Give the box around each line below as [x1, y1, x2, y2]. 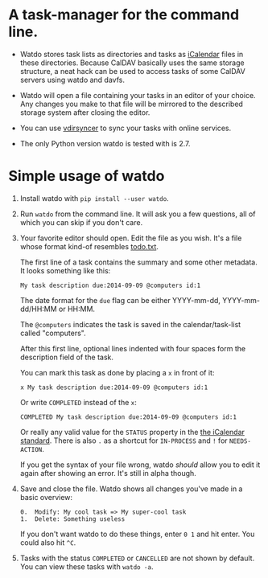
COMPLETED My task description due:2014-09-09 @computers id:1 [19, 412, 237, 421]
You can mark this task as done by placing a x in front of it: [19, 367, 215, 377]
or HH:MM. [59, 304, 95, 314]
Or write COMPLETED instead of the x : [19, 397, 137, 407]
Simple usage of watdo [8, 167, 165, 186]
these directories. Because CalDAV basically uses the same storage [19, 58, 245, 68]
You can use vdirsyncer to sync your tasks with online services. [19, 123, 232, 133]
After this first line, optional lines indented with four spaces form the [19, 343, 246, 353]
